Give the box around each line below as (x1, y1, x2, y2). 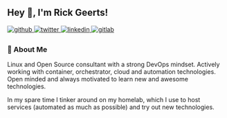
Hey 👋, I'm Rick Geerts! (7, 7, 109, 19)
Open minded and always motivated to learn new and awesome (7, 75, 189, 83)
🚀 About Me (7, 44, 48, 54)
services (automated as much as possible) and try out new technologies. (7, 103, 215, 111)
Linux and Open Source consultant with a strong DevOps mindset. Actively (7, 60, 220, 69)
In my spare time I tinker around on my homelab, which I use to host (7, 96, 201, 104)
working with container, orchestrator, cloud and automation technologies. (7, 68, 216, 76)
